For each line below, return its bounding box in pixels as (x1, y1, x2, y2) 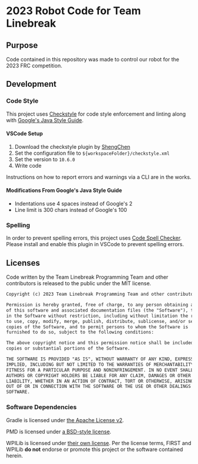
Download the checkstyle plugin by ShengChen (14, 143, 131, 150)
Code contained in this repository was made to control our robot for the (6, 56, 180, 63)
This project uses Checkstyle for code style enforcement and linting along (6, 110, 186, 117)
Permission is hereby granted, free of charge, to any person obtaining (6, 302, 189, 308)
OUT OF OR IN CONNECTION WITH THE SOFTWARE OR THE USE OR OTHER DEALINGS (6, 384, 192, 390)
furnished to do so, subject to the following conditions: (6, 329, 154, 335)
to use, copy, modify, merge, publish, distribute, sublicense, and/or (6, 318, 186, 324)
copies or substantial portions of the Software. (6, 345, 131, 352)
